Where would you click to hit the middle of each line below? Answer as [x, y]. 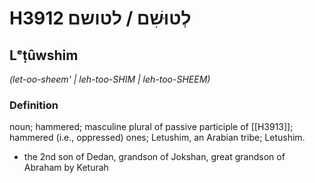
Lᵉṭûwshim [44, 55]
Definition [34, 105]
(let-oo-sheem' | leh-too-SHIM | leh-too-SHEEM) [110, 79]
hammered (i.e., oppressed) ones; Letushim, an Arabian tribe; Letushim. [157, 138]
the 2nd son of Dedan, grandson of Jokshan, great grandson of [154, 157]
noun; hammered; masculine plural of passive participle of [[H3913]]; [151, 127]
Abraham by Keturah [66, 168]
